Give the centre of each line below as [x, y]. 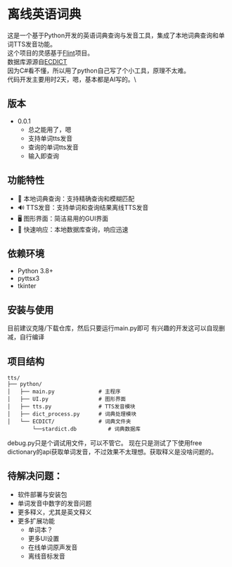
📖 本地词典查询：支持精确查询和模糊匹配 [76, 199]
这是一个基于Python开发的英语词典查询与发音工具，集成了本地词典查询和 [113, 35]
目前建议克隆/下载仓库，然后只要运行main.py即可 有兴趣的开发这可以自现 [113, 328]
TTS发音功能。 [35, 44]
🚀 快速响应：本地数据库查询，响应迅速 [73, 229]
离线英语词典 [45, 14]
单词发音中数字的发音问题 [54, 503]
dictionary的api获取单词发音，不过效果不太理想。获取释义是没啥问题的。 [112, 452]
